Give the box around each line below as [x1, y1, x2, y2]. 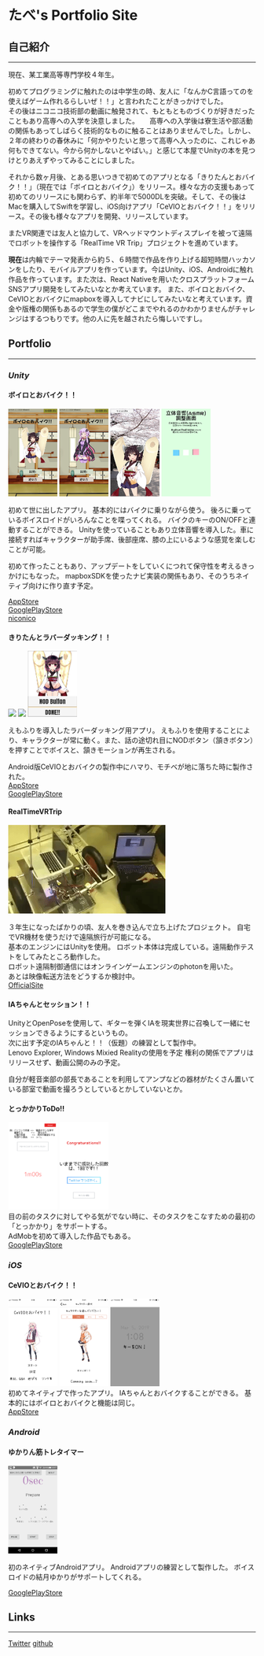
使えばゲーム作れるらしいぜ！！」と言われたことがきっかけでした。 [8, 97, 228, 105]
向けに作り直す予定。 [28, 581, 98, 590]
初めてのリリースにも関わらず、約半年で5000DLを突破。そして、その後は [8, 192, 246, 201]
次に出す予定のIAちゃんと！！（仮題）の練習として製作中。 [8, 1038, 200, 1048]
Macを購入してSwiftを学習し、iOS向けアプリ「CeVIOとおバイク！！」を [8, 201, 242, 211]
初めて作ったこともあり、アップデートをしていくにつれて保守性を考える [8, 561, 242, 571]
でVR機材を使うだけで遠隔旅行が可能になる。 [8, 933, 156, 941]
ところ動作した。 [49, 952, 104, 961]
